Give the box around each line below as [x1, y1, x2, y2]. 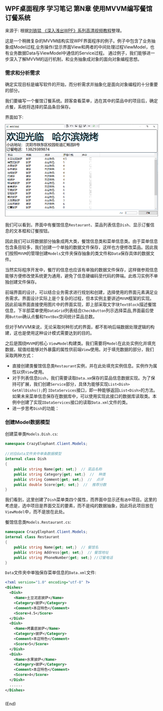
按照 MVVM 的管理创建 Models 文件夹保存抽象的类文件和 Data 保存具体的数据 [9, 250, 150, 256]
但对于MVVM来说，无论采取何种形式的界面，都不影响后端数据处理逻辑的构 [5, 324, 155, 330]
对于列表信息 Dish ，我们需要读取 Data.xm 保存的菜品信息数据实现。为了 [12, 375, 151, 381]
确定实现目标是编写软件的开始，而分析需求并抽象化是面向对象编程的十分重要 [5, 82, 158, 88]
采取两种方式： [5, 353, 35, 358]
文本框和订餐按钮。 [13, 228, 52, 234]
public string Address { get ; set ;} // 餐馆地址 [14, 550, 109, 555]
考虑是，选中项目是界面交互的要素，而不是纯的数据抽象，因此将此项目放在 [5, 503, 154, 509]
